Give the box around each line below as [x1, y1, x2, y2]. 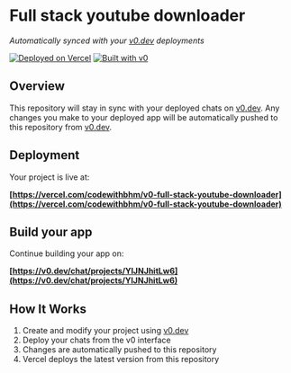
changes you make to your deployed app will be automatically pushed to [9, 111, 278, 122]
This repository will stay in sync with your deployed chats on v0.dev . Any [9, 102, 280, 113]
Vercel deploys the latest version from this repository [22, 354, 220, 365]
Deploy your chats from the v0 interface [22, 334, 171, 346]
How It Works [9, 301, 87, 316]
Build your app [9, 224, 93, 239]
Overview [9, 78, 66, 94]
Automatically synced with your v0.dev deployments [9, 35, 205, 46]
